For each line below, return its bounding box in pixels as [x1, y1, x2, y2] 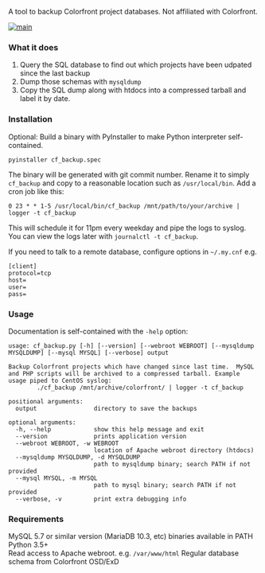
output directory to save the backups [15, 404, 197, 412]
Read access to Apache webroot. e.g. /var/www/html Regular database [8, 548, 240, 558]
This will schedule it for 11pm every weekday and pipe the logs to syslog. [8, 223, 247, 232]
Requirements [8, 513, 64, 524]
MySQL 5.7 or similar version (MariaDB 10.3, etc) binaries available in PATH [8, 532, 253, 541]
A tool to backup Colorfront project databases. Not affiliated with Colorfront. [8, 7, 259, 16]
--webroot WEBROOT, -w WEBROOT [15, 439, 119, 447]
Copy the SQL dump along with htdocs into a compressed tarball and [19, 85, 247, 95]
